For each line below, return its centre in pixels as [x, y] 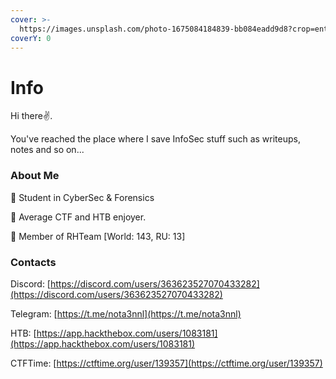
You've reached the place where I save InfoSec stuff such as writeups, [155, 139]
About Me [35, 176]
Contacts [33, 262]
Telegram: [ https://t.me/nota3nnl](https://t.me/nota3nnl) [126, 313]
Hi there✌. [31, 116]
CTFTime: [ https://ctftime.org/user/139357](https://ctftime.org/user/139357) [166, 363]
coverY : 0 [31, 38]
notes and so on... [47, 150]
